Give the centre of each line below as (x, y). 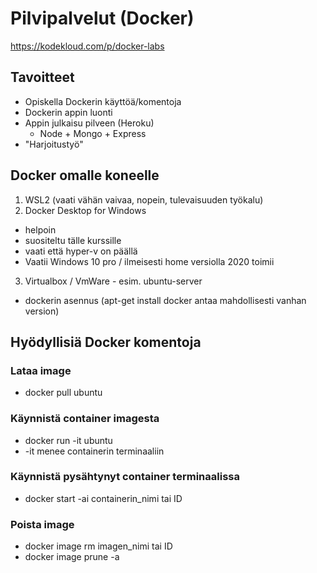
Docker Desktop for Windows (85, 210)
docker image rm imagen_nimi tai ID (98, 546)
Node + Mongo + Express (93, 133)
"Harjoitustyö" (54, 144)
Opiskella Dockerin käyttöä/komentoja (103, 101)
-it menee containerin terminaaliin (94, 451)
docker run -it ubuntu (68, 440)
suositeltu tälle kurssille (73, 240)
